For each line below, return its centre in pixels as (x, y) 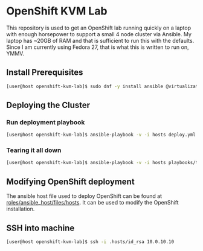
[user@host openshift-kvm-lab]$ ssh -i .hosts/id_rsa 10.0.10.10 (90, 242)
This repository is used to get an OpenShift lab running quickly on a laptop (99, 28)
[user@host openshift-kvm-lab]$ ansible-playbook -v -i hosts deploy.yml (101, 135)
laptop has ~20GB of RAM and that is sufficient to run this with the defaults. (100, 40)
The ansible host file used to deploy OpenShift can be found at (84, 196)
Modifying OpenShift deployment (70, 181)
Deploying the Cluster (48, 105)
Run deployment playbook (46, 122)
